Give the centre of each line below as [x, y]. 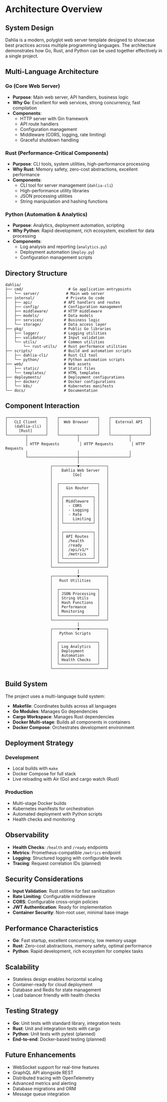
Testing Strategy [32, 1011]
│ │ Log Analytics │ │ [79, 646]
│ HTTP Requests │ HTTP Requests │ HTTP [85, 444]
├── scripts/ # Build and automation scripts [68, 351]
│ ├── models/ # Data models [49, 316]
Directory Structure [36, 273]
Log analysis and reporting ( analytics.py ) [63, 247]
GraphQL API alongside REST [43, 1072]
